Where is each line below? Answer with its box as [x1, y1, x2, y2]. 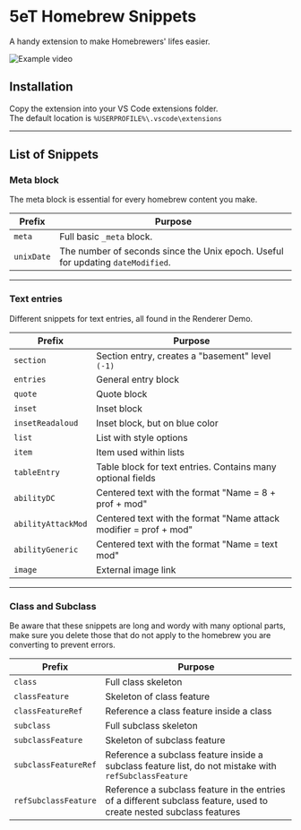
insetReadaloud [13, 418, 79, 428]
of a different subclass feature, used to [105, 795, 269, 808]
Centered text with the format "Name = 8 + [95, 486, 276, 498]
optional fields [95, 471, 156, 484]
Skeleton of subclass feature [105, 734, 226, 747]
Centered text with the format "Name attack [95, 512, 280, 524]
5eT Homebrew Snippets [9, 6, 197, 27]
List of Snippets [9, 147, 99, 162]
